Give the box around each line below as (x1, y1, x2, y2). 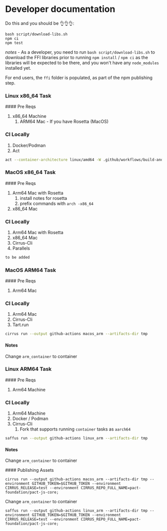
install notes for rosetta (19, 195, 67, 201)
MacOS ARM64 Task (5, 266, 56, 273)
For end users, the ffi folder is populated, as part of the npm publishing (5, 75, 153, 81)
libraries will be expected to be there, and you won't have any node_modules (5, 60, 159, 66)
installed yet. (5, 65, 31, 71)
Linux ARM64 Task (5, 365, 52, 372)
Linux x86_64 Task (5, 92, 51, 99)
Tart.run (12, 322, 29, 328)
